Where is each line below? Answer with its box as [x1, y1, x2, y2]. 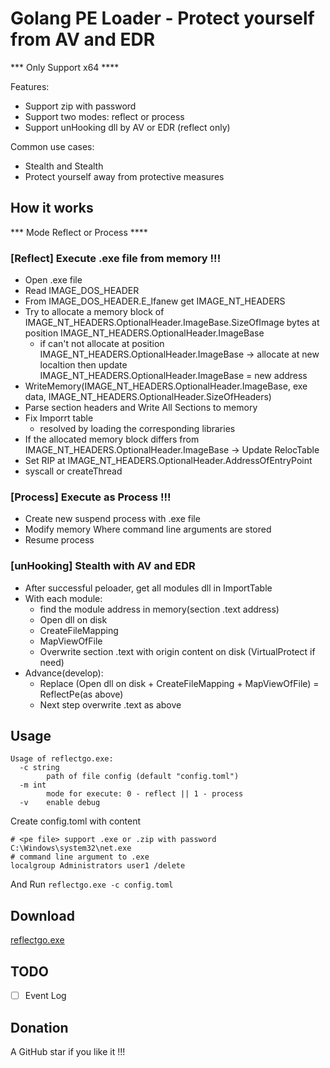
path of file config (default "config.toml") [46, 772, 240, 782]
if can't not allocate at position [39, 338, 165, 350]
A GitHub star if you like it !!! [10, 1045, 126, 1057]
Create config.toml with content [10, 815, 142, 827]
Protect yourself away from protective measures [24, 170, 225, 182]
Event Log [24, 990, 67, 1002]
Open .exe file [24, 274, 83, 286]
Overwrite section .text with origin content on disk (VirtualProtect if [39, 645, 316, 657]
